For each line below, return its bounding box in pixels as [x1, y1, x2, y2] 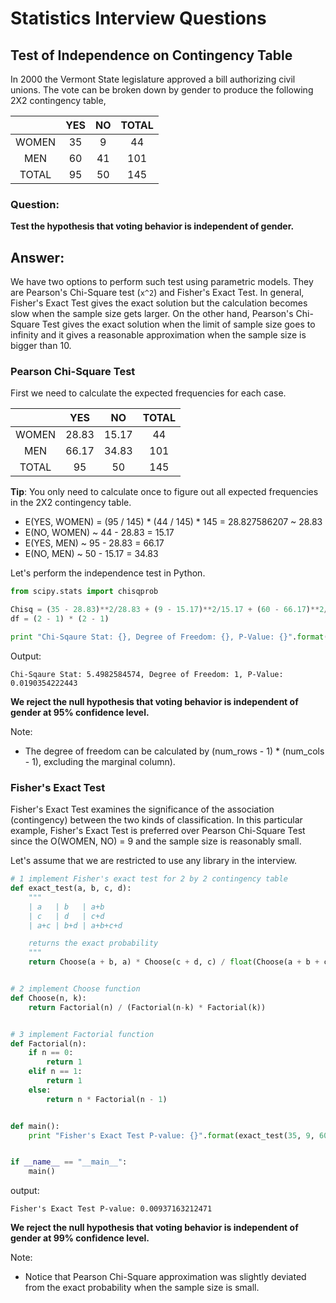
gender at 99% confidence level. [10, 1232, 150, 1244]
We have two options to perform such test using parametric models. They [10, 276, 314, 288]
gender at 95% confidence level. [10, 706, 150, 718]
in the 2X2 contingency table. [10, 497, 132, 509]
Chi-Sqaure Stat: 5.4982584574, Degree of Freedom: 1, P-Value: [10, 669, 284, 679]
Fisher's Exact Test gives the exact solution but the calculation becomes [10, 297, 308, 309]
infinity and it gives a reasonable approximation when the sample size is [10, 329, 307, 341]
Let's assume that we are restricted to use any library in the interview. [10, 855, 298, 867]
